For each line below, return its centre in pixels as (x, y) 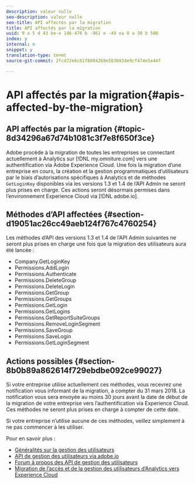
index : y (17, 39)
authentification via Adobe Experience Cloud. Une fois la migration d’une (94, 164)
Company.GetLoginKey (42, 261)
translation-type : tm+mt (36, 55)
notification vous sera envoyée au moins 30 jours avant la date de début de (97, 397)
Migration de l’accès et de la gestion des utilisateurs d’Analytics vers (97, 469)
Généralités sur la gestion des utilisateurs (64, 450)
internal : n (20, 45)
